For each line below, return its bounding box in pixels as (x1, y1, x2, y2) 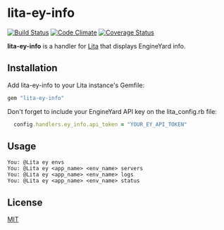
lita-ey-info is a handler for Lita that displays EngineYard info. (7, 41, 186, 50)
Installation (7, 62, 58, 75)
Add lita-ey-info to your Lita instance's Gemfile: (7, 81, 145, 89)
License (7, 196, 43, 208)
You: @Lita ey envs (7, 159, 65, 166)
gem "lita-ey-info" (7, 94, 65, 101)
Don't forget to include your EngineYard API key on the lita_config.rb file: (7, 107, 217, 115)
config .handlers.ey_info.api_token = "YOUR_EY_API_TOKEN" (13, 121, 188, 128)
